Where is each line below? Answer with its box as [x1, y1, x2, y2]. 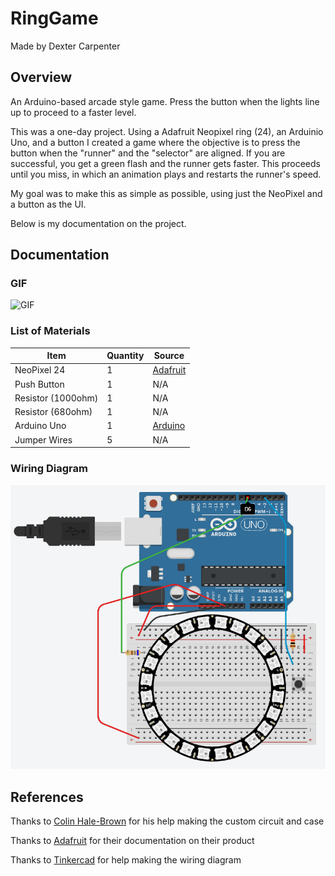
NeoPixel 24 [14, 364, 66, 376]
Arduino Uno [14, 420, 67, 432]
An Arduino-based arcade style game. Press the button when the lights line [10, 95, 320, 107]
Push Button [14, 378, 65, 390]
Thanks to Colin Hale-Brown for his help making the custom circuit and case [10, 815, 325, 827]
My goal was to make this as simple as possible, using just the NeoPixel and [10, 187, 323, 199]
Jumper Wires [14, 433, 73, 446]
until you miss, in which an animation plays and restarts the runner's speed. [10, 168, 322, 180]
